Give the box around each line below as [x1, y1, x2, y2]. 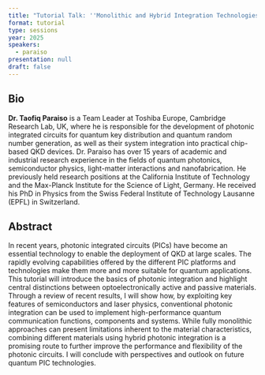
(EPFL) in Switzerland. [8, 197, 80, 206]
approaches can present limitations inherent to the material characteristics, [8, 324, 252, 334]
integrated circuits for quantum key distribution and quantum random [8, 129, 233, 139]
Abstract [8, 219, 53, 233]
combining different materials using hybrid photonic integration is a [8, 333, 226, 343]
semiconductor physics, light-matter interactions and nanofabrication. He [8, 163, 247, 173]
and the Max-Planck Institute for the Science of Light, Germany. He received [8, 180, 256, 189]
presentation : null [8, 56, 73, 64]
